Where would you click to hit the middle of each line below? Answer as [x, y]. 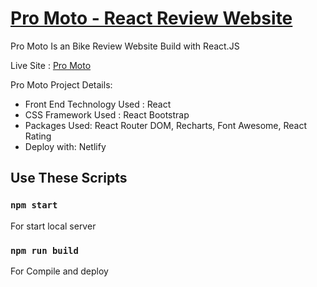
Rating [38, 136]
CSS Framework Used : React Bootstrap [107, 114]
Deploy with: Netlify [65, 146]
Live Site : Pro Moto [51, 65]
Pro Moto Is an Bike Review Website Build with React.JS [125, 46]
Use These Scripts [69, 178]
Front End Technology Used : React [98, 104]
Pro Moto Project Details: [61, 84]
